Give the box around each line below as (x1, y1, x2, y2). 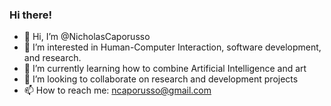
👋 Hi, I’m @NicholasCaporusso (23, 31, 151, 43)
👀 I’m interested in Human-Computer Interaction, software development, (23, 41, 322, 53)
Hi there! (9, 8, 53, 22)
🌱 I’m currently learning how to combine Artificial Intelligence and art (23, 63, 307, 75)
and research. (23, 52, 82, 64)
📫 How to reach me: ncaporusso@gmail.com (23, 84, 212, 97)
